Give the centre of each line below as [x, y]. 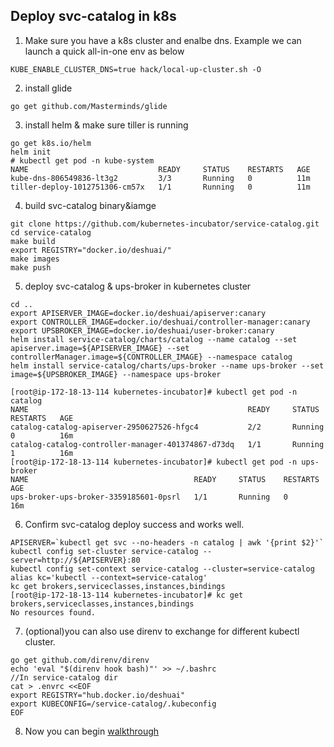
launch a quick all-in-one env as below [104, 51]
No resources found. [53, 612]
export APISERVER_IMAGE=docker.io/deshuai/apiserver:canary [138, 313]
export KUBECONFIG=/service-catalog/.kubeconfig [113, 704]
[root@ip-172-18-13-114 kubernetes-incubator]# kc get [127, 595]
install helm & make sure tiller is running [106, 125]
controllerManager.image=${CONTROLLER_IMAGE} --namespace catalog [151, 357]
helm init [31, 152]
